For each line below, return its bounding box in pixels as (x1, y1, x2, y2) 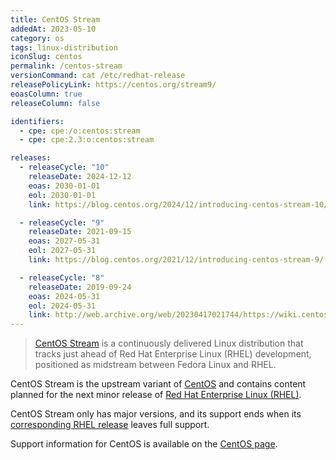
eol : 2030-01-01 (28, 190, 97, 200)
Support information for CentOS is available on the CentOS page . (10, 438, 278, 450)
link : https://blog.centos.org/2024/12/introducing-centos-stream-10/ (28, 199, 329, 210)
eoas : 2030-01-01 (28, 181, 101, 191)
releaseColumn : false (10, 98, 101, 108)
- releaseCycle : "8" (19, 272, 105, 283)
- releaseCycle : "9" (19, 217, 105, 228)
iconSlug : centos (10, 52, 83, 62)
